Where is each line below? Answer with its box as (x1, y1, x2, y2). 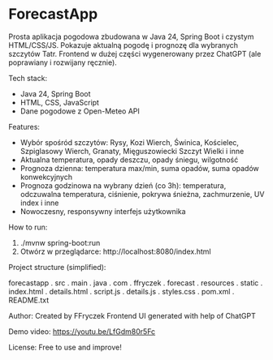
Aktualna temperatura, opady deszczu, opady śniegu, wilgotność (19, 155, 239, 165)
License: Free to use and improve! (8, 342, 122, 352)
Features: (8, 122, 41, 131)
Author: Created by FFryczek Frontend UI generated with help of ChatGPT (8, 311, 256, 320)
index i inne (19, 198, 59, 208)
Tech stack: (8, 73, 47, 83)
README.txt (8, 295, 50, 305)
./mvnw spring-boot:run (19, 238, 101, 247)
